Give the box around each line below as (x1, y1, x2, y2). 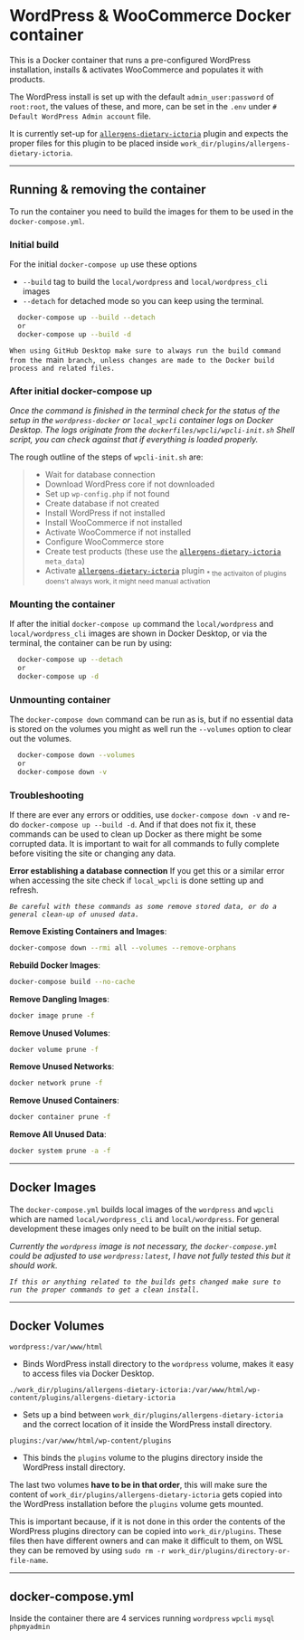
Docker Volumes (9, 1318, 105, 1334)
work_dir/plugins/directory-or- (168, 1546, 291, 1556)
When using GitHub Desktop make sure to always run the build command (9, 346, 281, 355)
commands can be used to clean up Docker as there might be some (9, 829, 262, 839)
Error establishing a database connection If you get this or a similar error (9, 865, 285, 876)
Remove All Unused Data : (9, 1129, 107, 1140)
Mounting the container (9, 598, 116, 611)
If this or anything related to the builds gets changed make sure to (9, 1277, 281, 1286)
